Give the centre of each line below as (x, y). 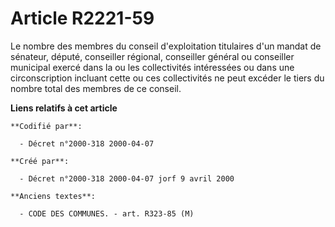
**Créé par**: (40, 161)
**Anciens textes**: (53, 196)
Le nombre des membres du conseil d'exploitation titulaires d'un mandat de (166, 46)
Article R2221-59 (82, 18)
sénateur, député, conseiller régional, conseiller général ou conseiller (152, 56)
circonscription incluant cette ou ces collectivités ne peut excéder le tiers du (167, 78)
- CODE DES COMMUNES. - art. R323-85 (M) (107, 213)
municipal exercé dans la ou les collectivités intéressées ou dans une (152, 67)
